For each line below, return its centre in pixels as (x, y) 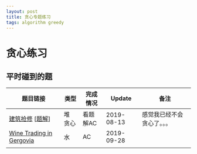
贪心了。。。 (157, 124)
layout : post (22, 11)
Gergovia (21, 141)
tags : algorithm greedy (35, 22)
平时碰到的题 (29, 76)
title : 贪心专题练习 (28, 17)
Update (121, 98)
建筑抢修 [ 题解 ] (30, 119)
